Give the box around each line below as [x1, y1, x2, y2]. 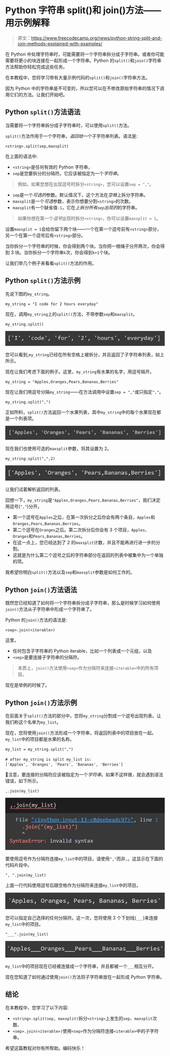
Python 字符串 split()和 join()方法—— [5, 5, 161, 16]
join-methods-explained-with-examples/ [17, 40, 103, 47]
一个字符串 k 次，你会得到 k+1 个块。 [41, 249, 113, 256]
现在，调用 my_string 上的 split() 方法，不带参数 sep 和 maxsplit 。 [5, 311, 138, 317]
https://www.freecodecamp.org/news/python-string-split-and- [31, 35, 162, 41]
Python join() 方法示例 [5, 698, 77, 707]
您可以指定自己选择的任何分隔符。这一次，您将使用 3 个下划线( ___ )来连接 [5, 915, 158, 921]
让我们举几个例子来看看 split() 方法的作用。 [5, 260, 97, 266]
